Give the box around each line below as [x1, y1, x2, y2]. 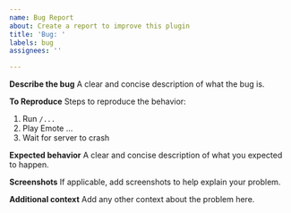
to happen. [9, 159, 49, 170]
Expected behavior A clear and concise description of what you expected [9, 149, 283, 161]
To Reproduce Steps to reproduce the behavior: [9, 96, 186, 107]
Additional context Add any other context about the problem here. [9, 194, 255, 205]
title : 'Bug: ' [9, 30, 66, 38]
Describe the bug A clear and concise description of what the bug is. [9, 79, 265, 89]
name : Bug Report [9, 13, 74, 22]
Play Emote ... [21, 123, 73, 134]
